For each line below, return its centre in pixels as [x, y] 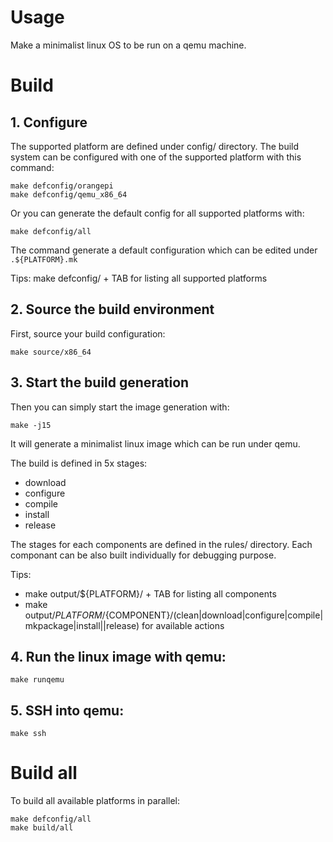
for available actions [183, 625]
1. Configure [49, 122]
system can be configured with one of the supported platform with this [156, 157]
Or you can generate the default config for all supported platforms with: [157, 213]
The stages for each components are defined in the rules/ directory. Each [161, 544]
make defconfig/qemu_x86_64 [69, 194]
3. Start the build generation [100, 382]
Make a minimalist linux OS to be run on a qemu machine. [128, 45]
